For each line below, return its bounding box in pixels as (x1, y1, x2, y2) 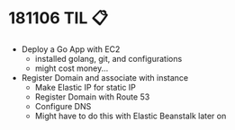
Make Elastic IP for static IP (34, 82, 137, 92)
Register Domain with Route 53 (34, 91, 150, 102)
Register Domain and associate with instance (21, 72, 189, 82)
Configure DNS (34, 100, 92, 111)
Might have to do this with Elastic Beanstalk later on (34, 110, 227, 121)
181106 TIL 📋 (8, 8, 109, 29)
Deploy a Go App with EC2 (21, 43, 121, 55)
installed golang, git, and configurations (34, 53, 183, 64)
